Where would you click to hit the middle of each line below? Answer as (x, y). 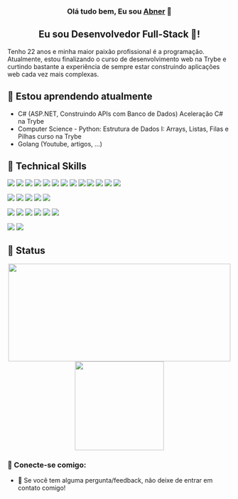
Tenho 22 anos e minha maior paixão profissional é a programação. (106, 51)
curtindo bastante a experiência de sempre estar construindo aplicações (114, 66)
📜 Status (27, 251)
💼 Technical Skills (47, 166)
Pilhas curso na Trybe (49, 136)
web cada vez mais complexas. (53, 74)
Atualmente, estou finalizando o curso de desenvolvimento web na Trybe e (117, 59)
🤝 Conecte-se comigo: (47, 465)
